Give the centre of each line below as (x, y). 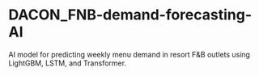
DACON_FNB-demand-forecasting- (130, 15)
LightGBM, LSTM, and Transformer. (68, 63)
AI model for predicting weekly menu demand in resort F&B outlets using (129, 54)
